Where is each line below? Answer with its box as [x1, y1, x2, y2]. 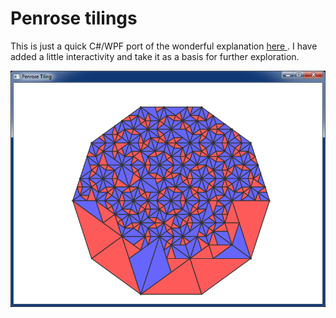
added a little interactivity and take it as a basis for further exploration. [10, 50, 300, 62]
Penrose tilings [10, 7, 138, 30]
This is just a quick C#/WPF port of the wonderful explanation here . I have [10, 40, 318, 52]
